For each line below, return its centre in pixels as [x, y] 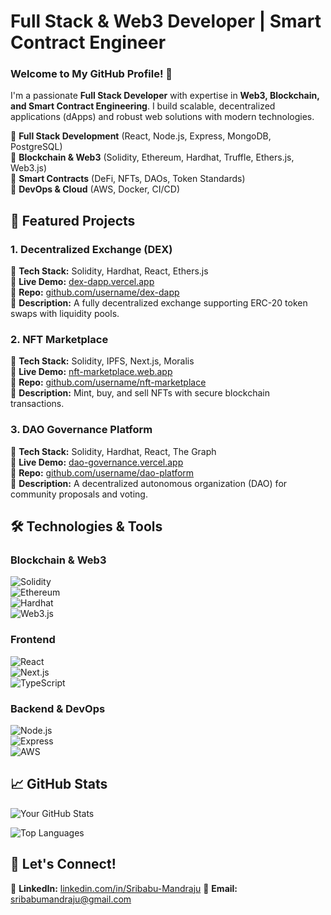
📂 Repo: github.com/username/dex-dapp [95, 292]
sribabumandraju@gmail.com [71, 899]
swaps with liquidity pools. [65, 314]
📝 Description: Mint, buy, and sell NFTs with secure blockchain [140, 393]
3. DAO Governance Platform [81, 430]
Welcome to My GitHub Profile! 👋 [91, 74]
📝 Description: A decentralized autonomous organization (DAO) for [149, 483]
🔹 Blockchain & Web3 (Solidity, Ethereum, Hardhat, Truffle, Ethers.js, [152, 157]
